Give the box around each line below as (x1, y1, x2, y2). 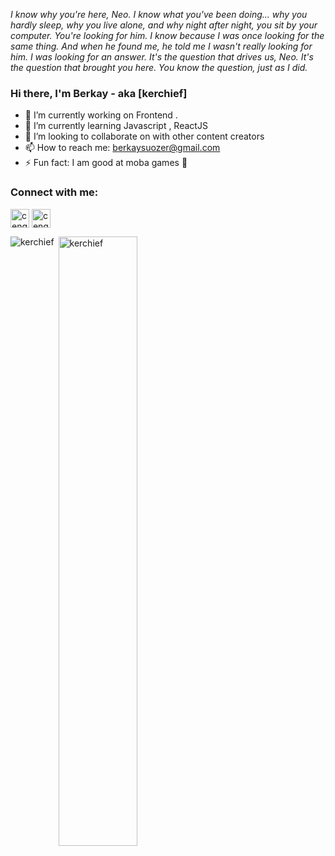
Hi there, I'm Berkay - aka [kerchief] (10, 86, 188, 100)
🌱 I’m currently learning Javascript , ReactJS (24, 120, 208, 132)
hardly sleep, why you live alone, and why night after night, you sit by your (10, 19, 318, 31)
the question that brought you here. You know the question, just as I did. (10, 62, 308, 73)
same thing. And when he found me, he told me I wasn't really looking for (10, 40, 313, 52)
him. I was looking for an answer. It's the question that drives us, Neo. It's (10, 51, 314, 63)
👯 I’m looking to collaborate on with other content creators (24, 130, 265, 143)
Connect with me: (10, 185, 99, 199)
